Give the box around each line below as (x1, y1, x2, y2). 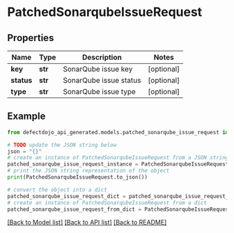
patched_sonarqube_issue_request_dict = (7, 193, 127, 200)
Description (82, 53, 122, 62)
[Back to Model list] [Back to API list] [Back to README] (7, 218, 167, 227)
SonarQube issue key (62, 64, 133, 74)
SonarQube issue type (62, 87, 136, 96)
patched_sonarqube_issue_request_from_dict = (7, 206, 141, 213)
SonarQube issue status (62, 76, 141, 85)
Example (7, 111, 46, 122)
